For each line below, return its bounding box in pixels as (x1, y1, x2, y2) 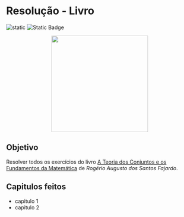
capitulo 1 (14, 197, 39, 205)
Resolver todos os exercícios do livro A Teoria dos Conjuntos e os (6, 158, 167, 165)
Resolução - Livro (6, 4, 95, 18)
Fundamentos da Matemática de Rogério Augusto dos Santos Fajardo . (6, 164, 178, 171)
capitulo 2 (14, 203, 40, 211)
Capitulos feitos (6, 182, 66, 192)
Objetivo (6, 142, 39, 152)
